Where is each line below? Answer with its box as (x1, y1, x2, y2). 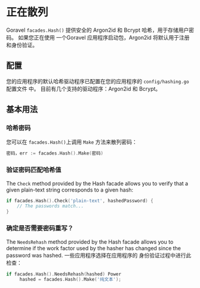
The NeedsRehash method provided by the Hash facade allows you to (6, 238, 174, 245)
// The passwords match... (17, 203, 84, 210)
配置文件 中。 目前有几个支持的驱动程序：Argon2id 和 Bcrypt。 (6, 85, 161, 92)
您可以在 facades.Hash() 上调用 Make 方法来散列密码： (6, 138, 137, 145)
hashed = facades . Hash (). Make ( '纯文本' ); (19, 277, 121, 283)
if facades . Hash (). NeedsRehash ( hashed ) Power (6, 271, 121, 277)
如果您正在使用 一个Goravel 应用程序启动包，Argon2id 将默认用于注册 (17, 34, 190, 41)
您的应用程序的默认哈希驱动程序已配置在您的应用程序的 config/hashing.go (6, 77, 189, 84)
